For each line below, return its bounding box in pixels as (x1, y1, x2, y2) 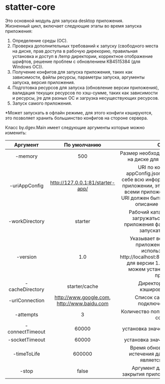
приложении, (122, 182, 154, 189)
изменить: (5, 130, 27, 136)
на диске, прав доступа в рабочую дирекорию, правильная (12, 48, 138, 54)
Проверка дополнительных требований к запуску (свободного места (12, 43, 159, 49)
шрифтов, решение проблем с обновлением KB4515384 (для (12, 58, 141, 64)
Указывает (130, 235, 156, 242)
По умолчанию (63, 141, 102, 148)
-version (16, 253, 37, 260)
